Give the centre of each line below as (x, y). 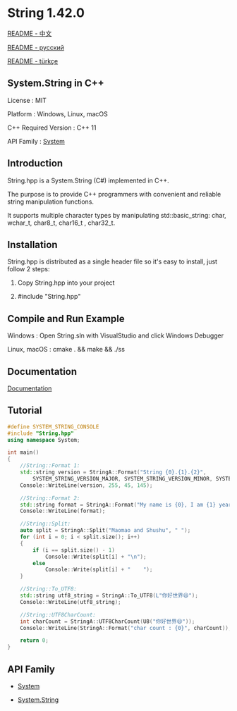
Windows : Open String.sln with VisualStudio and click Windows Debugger (116, 335)
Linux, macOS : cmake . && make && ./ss (66, 350)
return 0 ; (35, 641)
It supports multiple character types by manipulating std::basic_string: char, (117, 215)
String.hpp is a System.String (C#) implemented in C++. (88, 180)
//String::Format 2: (50, 498)
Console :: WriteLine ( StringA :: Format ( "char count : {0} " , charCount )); (126, 628)
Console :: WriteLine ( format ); (63, 511)
